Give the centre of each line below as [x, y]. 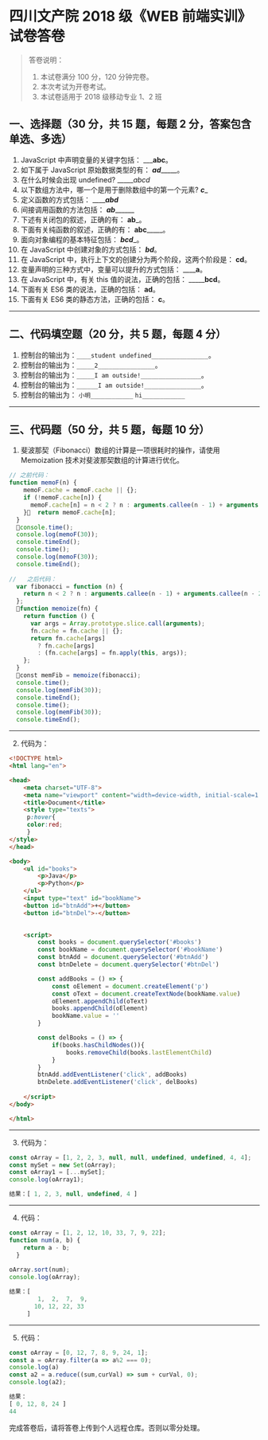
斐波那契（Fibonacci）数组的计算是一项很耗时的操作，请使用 [120, 450]
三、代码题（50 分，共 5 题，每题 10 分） [109, 430]
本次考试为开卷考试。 [75, 86]
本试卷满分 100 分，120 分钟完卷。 [97, 76]
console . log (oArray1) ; [47, 1180]
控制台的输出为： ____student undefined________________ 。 [118, 354]
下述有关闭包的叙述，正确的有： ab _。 [83, 219]
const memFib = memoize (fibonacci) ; [80, 675]
